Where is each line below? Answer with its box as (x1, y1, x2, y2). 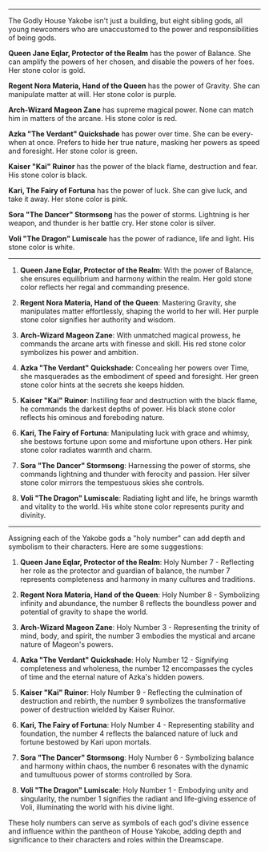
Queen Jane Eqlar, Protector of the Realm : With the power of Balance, (19, 265, 254, 275)
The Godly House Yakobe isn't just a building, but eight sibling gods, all (8, 16, 243, 25)
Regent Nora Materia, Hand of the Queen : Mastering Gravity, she (19, 298, 237, 307)
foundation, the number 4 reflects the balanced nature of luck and (19, 729, 239, 738)
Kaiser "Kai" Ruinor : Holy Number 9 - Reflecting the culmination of (19, 688, 243, 697)
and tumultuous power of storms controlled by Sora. (19, 770, 193, 779)
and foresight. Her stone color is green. (8, 146, 138, 155)
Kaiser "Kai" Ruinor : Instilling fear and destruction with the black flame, (19, 396, 258, 405)
